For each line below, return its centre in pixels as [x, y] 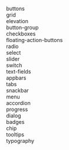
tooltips [15, 135]
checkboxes [21, 34]
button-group [22, 27]
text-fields [19, 71]
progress [17, 109]
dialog [14, 116]
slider [13, 59]
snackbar [18, 90]
